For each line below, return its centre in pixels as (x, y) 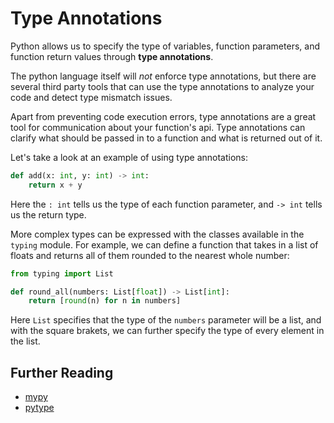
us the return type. (48, 214)
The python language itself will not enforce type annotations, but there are (163, 76)
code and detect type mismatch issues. (91, 97)
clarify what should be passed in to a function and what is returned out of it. (166, 138)
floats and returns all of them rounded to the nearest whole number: (150, 255)
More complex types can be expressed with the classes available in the (157, 234)
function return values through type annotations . (112, 56)
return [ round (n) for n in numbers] (105, 301)
